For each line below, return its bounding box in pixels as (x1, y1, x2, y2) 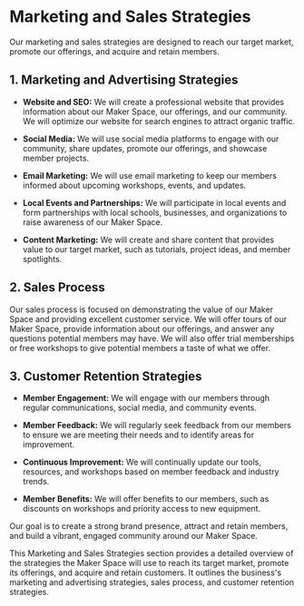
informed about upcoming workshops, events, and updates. (22, 180, 247, 191)
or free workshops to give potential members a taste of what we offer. (9, 342, 270, 353)
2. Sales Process (9, 279, 106, 296)
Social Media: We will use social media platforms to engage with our (22, 133, 279, 144)
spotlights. (22, 253, 63, 264)
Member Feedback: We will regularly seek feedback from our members (22, 420, 292, 431)
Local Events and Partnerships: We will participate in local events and (22, 197, 287, 208)
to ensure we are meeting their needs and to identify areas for (22, 429, 255, 441)
